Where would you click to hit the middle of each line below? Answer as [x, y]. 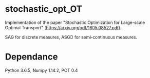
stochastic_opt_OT [44, 9]
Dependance [32, 57]
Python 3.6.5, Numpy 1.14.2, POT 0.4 [41, 70]
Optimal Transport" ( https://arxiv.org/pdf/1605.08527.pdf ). [63, 27]
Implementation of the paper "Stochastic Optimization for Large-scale [75, 22]
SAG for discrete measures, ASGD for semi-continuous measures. [71, 37]
